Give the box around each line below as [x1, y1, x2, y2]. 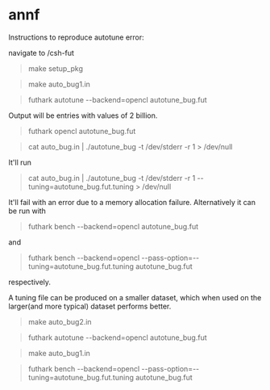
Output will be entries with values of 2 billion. [8, 111, 158, 120]
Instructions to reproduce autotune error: [8, 32, 145, 42]
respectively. [8, 277, 51, 287]
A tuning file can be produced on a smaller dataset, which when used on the [8, 292, 262, 302]
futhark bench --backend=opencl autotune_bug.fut [27, 221, 199, 231]
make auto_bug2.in [27, 317, 92, 326]
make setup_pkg [27, 63, 83, 73]
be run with [8, 206, 47, 216]
